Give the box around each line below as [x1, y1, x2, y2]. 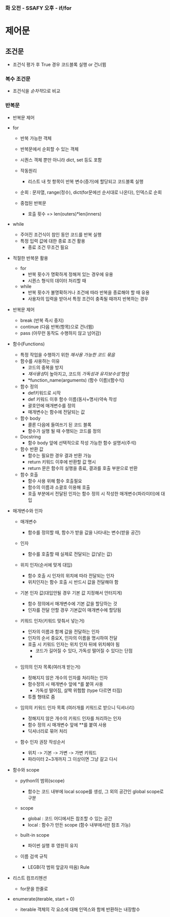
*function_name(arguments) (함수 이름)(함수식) [27, 377, 125, 383]
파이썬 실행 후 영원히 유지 [27, 842, 78, 848]
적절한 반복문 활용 [12, 255, 48, 261]
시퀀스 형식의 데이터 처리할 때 [27, 277, 86, 283]
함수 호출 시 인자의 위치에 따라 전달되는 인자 [27, 572, 115, 578]
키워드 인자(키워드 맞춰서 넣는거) [20, 617, 85, 624]
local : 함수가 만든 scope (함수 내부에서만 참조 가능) [27, 821, 131, 827]
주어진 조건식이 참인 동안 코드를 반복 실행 [20, 231, 102, 238]
